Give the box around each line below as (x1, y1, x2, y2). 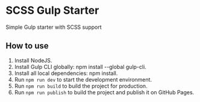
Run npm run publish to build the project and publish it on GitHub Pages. (14, 88, 195, 96)
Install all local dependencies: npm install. (14, 70, 118, 77)
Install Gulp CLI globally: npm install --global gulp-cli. (14, 63, 147, 70)
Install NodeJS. (14, 56, 52, 64)
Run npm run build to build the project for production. (14, 82, 148, 89)
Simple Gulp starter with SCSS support (5, 23, 102, 31)
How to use (5, 41, 49, 51)
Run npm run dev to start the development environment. (14, 76, 152, 83)
